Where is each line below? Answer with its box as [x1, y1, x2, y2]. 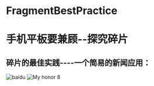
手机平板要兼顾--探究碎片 [6, 33, 128, 46]
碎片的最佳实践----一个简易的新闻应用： [6, 57, 151, 68]
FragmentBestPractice [6, 4, 118, 18]
